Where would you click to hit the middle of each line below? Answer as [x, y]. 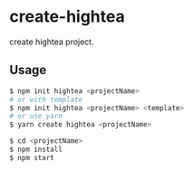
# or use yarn [36, 116]
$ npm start [32, 157]
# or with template [46, 100]
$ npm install [36, 149]
